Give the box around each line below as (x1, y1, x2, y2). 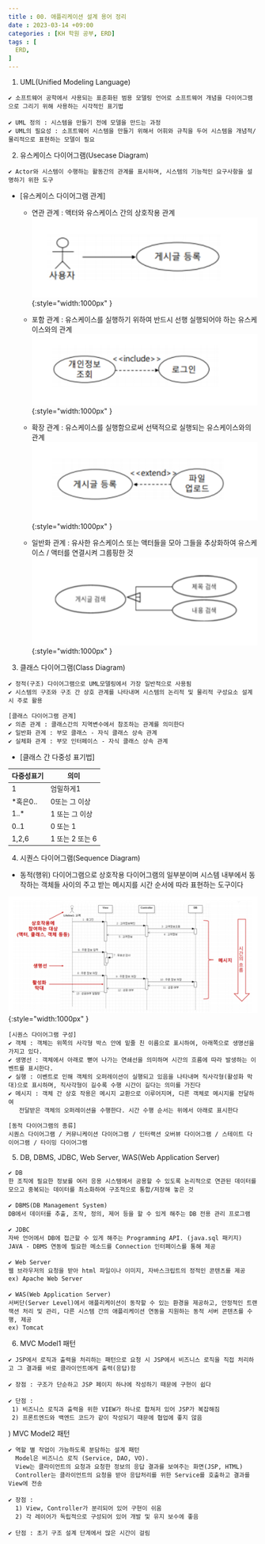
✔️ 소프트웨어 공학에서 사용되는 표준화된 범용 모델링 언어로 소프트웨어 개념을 (8, 94, 223, 102)
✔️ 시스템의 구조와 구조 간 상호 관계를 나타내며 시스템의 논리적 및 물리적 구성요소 (8, 688, 239, 696)
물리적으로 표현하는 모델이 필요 (8, 135, 95, 143)
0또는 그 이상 (50, 797, 91, 806)
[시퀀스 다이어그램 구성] (8, 1030, 78, 1039)
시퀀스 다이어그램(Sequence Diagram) (19, 853, 141, 862)
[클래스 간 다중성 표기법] (19, 752, 95, 762)
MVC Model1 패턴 (19, 1338, 77, 1348)
